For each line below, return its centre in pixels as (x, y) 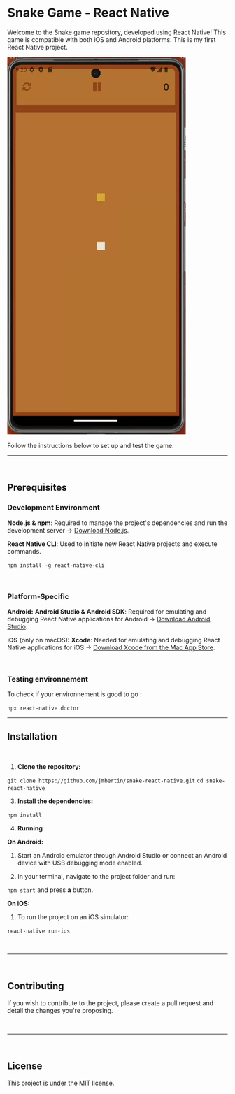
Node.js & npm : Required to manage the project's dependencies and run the (117, 523)
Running (30, 828)
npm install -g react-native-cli (56, 565)
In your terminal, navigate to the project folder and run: (96, 877)
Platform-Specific (38, 596)
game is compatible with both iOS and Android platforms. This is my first (112, 39)
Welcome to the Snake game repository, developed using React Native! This (116, 32)
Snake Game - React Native (88, 13)
